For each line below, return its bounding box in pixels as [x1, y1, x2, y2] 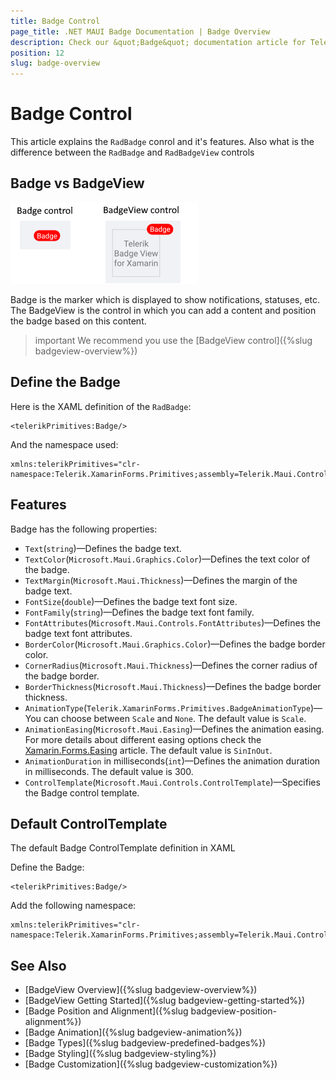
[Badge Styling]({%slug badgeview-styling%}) [24, 1048, 217, 1060]
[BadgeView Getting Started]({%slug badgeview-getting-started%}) [24, 995, 306, 1007]
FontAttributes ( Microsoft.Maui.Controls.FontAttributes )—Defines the [24, 616, 321, 629]
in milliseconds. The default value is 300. [24, 765, 194, 777]
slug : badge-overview [10, 58, 101, 69]
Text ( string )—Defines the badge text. [24, 542, 182, 554]
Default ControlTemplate [10, 815, 168, 832]
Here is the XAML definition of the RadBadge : [10, 400, 192, 412]
